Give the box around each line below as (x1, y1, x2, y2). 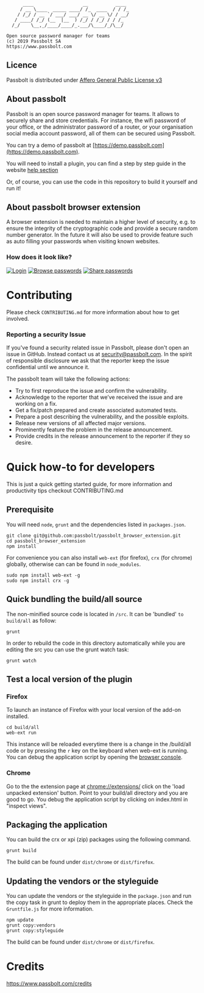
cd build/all (6, 725, 40, 731)
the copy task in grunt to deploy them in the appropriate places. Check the (6, 898, 193, 906)
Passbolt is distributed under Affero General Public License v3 (6, 76, 163, 84)
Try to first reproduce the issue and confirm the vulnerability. (15, 387, 169, 394)
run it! (6, 184, 21, 192)
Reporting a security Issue (6, 330, 86, 339)
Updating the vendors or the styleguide (6, 876, 159, 886)
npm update (6, 917, 34, 923)
